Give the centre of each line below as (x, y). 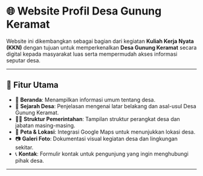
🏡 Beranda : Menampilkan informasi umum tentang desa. (85, 99)
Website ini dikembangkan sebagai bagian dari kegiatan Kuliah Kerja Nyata (100, 41)
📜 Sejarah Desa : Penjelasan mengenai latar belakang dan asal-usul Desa (105, 106)
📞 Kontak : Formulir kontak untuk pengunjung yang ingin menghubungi (102, 154)
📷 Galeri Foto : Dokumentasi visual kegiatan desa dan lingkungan (96, 139)
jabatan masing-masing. (45, 125)
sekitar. (24, 147)
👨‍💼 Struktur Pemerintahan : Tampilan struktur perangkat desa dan (97, 119)
